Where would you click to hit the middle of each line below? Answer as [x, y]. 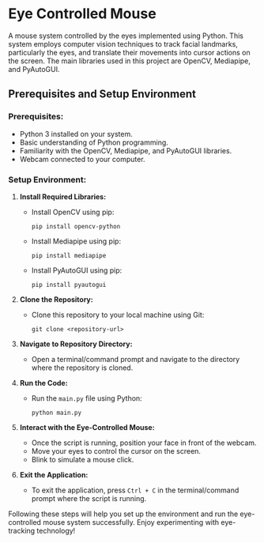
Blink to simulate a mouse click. [83, 459]
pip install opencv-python [76, 226]
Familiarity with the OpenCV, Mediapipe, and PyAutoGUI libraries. [126, 150]
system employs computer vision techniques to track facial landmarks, [123, 43]
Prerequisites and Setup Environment [102, 94]
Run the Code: [44, 383]
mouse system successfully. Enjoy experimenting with [131, 522]
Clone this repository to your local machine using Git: [118, 315]
